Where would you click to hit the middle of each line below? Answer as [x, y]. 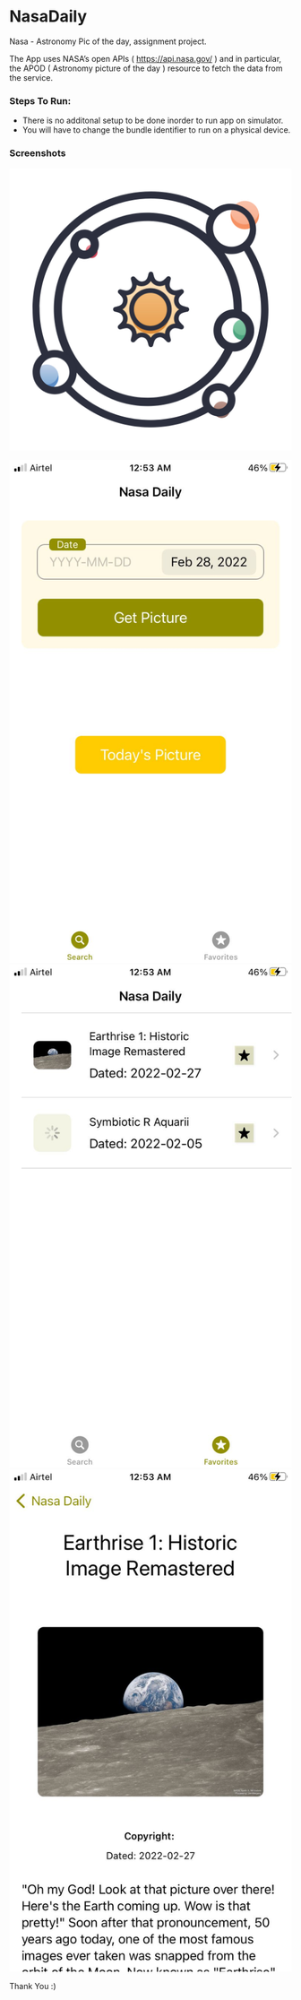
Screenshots [38, 153]
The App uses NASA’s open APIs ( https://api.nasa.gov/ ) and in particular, [146, 58]
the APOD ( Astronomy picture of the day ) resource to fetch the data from [146, 68]
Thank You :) [33, 1987]
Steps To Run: [40, 100]
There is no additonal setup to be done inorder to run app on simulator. [153, 121]
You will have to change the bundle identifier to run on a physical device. [156, 130]
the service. [31, 77]
